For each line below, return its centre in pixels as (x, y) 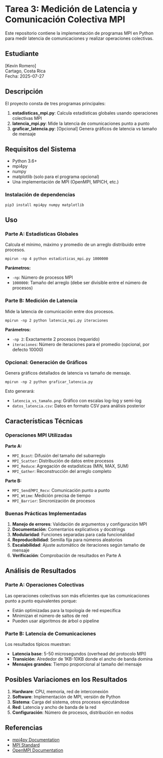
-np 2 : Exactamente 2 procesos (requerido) (56, 339)
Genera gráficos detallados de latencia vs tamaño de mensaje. (68, 373)
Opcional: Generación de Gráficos (46, 362)
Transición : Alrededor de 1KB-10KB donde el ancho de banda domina (82, 659)
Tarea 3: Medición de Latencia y (71, 9)
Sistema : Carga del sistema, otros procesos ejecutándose (71, 702)
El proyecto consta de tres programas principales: (56, 103)
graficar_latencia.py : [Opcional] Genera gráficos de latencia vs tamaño (85, 128)
